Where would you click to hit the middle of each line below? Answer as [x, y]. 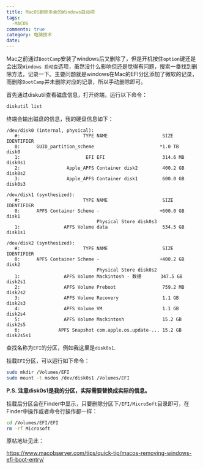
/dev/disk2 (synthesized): [41, 243]
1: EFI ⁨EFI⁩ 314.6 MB [99, 157]
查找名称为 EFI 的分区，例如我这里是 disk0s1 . [61, 348]
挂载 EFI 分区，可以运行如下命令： [48, 360]
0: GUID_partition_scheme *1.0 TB [97, 147]
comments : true [26, 29]
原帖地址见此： [25, 441]
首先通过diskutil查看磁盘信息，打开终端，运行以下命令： [77, 95]
